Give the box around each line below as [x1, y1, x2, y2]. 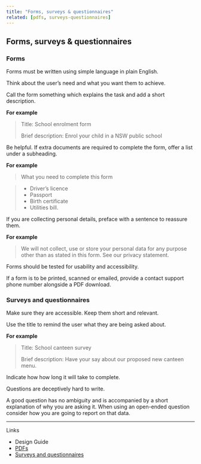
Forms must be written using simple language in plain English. [6, 68, 159, 75]
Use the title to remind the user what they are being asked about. [6, 321, 166, 328]
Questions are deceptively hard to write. [6, 385, 105, 392]
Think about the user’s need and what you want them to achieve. [6, 80, 166, 87]
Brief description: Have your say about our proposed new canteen [20, 356, 184, 363]
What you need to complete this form [20, 173, 113, 181]
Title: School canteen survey [20, 344, 92, 352]
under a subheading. [6, 150, 57, 157]
